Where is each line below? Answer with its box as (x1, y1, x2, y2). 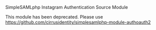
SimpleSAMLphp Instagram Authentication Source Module (5, 4, 128, 10)
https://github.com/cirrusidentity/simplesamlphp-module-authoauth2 (5, 19, 151, 25)
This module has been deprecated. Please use (5, 14, 103, 19)
